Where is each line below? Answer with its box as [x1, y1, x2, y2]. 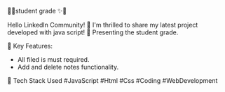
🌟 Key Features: [7, 42, 53, 50]
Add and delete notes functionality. [17, 63, 119, 71]
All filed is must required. [17, 55, 90, 63]
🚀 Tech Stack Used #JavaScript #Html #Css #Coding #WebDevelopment [7, 77, 218, 84]
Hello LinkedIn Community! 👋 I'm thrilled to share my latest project [7, 21, 198, 29]
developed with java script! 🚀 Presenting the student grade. [7, 28, 179, 37]
